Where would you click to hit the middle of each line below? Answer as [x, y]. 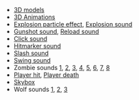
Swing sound [32, 60]
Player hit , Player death [46, 75]
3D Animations [34, 17]
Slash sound [31, 53]
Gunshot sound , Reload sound [56, 31]
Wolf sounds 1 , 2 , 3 [40, 89]
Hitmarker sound [37, 46]
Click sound [30, 39]
